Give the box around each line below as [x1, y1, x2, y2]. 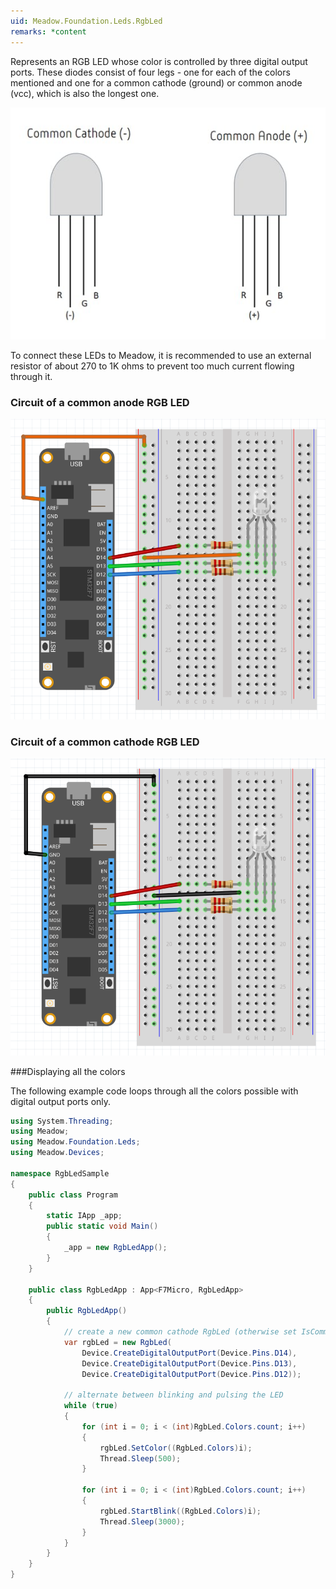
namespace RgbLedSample [10, 1168, 110, 1179]
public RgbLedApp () [46, 1306, 128, 1316]
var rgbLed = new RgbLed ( [63, 1337, 172, 1347]
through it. [10, 371, 53, 382]
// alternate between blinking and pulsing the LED [63, 1390, 284, 1400]
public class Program [28, 1190, 118, 1200]
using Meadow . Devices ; [10, 1148, 105, 1158]
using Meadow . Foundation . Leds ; [10, 1137, 141, 1147]
